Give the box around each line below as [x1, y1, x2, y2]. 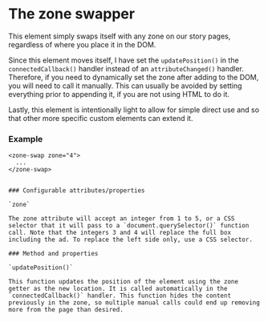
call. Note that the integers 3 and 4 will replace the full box [8, 229, 231, 237]
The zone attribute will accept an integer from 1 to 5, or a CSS [8, 215, 235, 223]
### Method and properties [8, 250, 99, 258]
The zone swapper [8, 5, 135, 23]
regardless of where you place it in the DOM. [8, 39, 156, 49]
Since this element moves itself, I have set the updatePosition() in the [8, 55, 239, 65]
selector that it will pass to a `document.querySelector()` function [8, 222, 250, 230]
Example [8, 133, 43, 144]
